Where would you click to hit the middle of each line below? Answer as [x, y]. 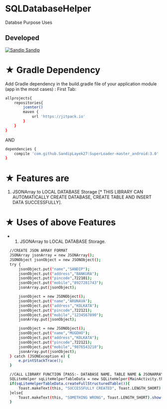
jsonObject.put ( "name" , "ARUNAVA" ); [55, 301]
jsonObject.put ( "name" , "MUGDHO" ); [54, 333]
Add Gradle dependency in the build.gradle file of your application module [81, 84]
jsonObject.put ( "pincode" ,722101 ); [55, 278]
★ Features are [37, 178]
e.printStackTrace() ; [41, 361]
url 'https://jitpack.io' [58, 117]
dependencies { [21, 149]
